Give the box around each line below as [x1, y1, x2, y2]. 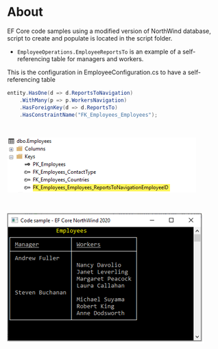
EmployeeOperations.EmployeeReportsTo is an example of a [16, 47, 182, 56]
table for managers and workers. [51, 54, 144, 63]
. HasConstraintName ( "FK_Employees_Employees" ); [19, 111, 158, 118]
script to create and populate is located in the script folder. [7, 34, 173, 42]
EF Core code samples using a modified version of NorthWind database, [7, 27, 211, 35]
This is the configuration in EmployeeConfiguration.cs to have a [7, 68, 186, 76]
